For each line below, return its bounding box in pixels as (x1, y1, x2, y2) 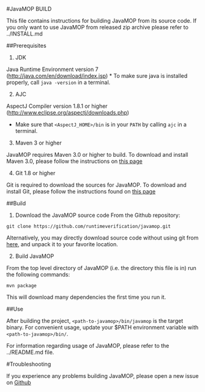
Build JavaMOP (15, 252, 54, 260)
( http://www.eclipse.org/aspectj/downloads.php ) (6, 109, 130, 116)
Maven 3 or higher (15, 139, 62, 146)
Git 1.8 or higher (15, 170, 56, 176)
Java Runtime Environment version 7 (6, 66, 99, 73)
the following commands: (6, 271, 70, 278)
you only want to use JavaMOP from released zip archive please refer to (6, 24, 188, 31)
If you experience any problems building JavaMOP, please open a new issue (6, 372, 199, 379)
